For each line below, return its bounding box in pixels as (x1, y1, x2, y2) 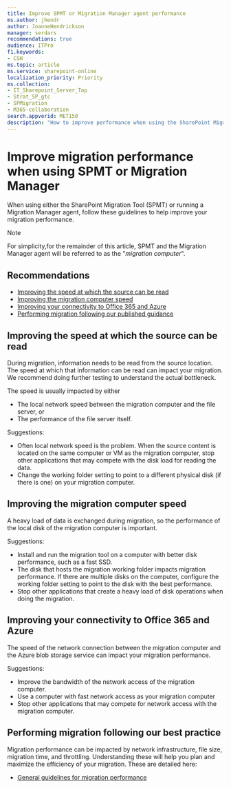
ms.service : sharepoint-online (7, 68, 97, 74)
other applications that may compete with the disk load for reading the (16, 456, 217, 465)
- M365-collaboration (7, 106, 69, 113)
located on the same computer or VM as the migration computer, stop (16, 449, 215, 457)
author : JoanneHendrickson (7, 23, 85, 30)
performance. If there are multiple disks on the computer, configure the (16, 572, 219, 580)
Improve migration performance (7, 149, 194, 164)
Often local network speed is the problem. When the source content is (16, 442, 217, 450)
